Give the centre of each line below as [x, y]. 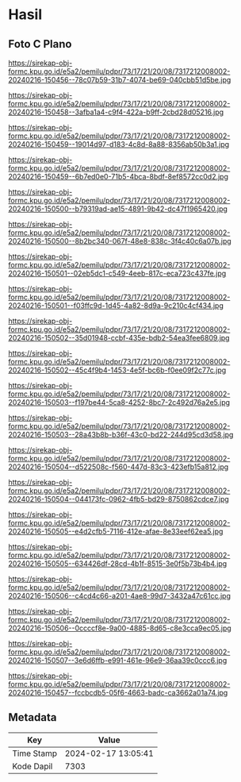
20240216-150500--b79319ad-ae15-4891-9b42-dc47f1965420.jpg [118, 209]
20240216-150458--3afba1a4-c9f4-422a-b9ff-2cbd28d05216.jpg [116, 112]
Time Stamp [35, 753]
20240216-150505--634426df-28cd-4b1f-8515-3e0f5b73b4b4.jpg [118, 564]
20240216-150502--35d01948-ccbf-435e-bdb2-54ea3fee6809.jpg [119, 338]
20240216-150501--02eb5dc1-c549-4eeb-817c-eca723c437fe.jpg [117, 273]
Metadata [33, 717]
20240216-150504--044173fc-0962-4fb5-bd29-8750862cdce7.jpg [119, 499]
